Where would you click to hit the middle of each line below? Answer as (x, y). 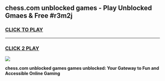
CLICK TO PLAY (24, 30)
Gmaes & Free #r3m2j (39, 16)
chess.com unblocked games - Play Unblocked (79, 8)
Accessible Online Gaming (33, 73)
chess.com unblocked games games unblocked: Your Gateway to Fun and (82, 68)
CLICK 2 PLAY (22, 48)
